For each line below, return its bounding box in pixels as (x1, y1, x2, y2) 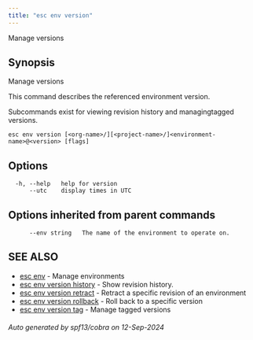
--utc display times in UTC (28, 187, 132, 195)
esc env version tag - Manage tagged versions (19, 305, 171, 314)
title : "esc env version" (8, 11, 93, 20)
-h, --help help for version (15, 180, 118, 188)
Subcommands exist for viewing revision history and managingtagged (8, 107, 234, 116)
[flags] (64, 138, 90, 146)
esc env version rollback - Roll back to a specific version (19, 296, 203, 305)
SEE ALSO (8, 250, 59, 264)
